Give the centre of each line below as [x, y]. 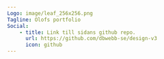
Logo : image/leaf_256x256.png [50, 13]
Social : [18, 26]
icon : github [44, 45]
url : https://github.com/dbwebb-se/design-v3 [91, 39]
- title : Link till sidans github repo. [78, 32]
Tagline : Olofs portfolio [44, 20]
